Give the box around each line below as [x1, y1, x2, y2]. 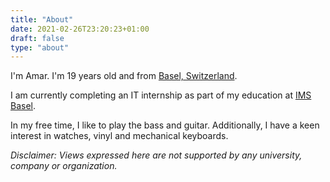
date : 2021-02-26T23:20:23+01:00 [10, 24, 150, 34]
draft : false [10, 33, 65, 43]
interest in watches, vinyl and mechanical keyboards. [10, 130, 229, 142]
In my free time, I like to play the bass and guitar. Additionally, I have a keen [10, 119, 320, 131]
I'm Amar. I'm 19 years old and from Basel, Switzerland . [10, 70, 238, 82]
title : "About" [10, 14, 74, 25]
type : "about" [10, 42, 70, 53]
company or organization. [10, 160, 118, 172]
